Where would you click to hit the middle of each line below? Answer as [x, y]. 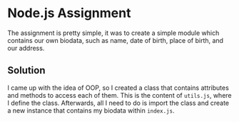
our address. [26, 48]
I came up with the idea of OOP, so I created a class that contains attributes [118, 88]
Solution [26, 70]
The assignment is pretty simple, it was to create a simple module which [113, 33]
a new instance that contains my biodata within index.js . [91, 110]
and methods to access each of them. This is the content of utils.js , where [119, 95]
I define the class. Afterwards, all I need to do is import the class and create [118, 103]
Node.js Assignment [69, 13]
